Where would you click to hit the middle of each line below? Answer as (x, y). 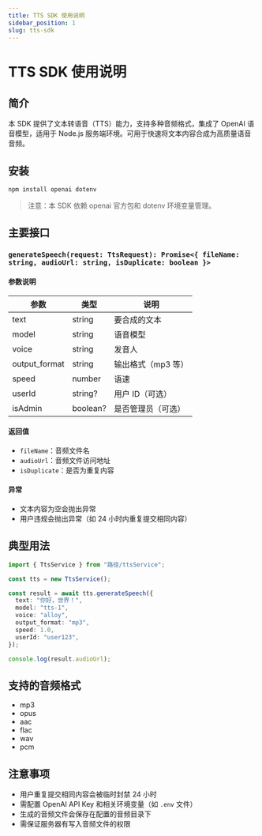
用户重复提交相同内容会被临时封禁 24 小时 (88, 794)
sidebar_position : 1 (42, 23)
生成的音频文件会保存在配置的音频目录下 (85, 814)
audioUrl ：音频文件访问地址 (65, 460)
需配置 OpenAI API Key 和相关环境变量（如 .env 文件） (108, 804)
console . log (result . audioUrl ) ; (60, 659)
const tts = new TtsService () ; (60, 579)
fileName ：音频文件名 (55, 450)
